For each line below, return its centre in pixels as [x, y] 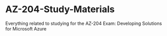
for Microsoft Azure [26, 28]
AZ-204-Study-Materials [60, 9]
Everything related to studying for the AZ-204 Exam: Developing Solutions [84, 23]
